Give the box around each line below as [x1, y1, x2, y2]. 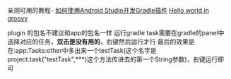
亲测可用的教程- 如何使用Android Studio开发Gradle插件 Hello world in [7, 6, 210, 14]
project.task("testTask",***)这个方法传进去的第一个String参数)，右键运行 [7, 55, 218, 63]
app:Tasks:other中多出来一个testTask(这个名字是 [15, 47, 157, 54]
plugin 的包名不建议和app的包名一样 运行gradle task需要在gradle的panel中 [7, 29, 225, 37]
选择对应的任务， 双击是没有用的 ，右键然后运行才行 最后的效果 [7, 37, 189, 46]
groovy [7, 14, 28, 23]
